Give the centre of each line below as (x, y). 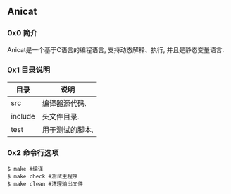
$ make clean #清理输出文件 (45, 184)
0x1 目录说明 (29, 70)
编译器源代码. (64, 103)
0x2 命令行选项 (33, 152)
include (23, 116)
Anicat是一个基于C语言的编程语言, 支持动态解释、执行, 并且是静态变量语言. (116, 49)
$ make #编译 (25, 169)
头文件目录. (61, 116)
